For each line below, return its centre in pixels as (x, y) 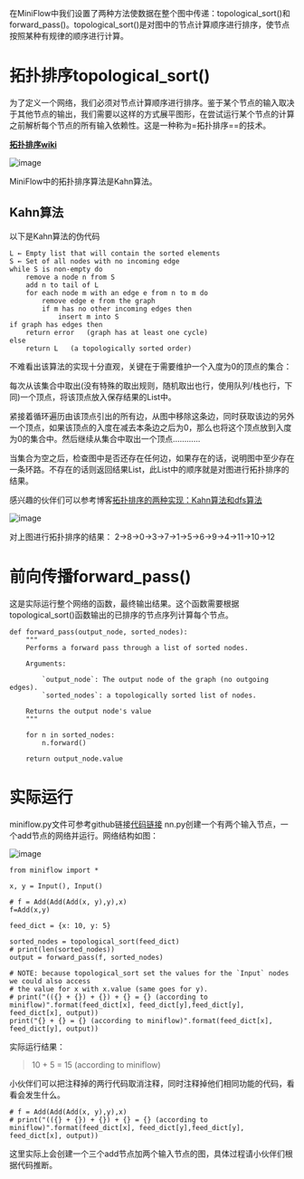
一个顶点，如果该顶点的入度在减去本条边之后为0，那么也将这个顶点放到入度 (151, 427)
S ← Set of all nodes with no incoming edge (95, 261)
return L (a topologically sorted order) (109, 348)
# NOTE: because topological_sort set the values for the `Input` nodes (149, 973)
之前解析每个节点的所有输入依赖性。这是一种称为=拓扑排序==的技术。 (140, 125)
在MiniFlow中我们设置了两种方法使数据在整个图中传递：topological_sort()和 (150, 13)
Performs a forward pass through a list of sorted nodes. (137, 647)
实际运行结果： (37, 1046)
